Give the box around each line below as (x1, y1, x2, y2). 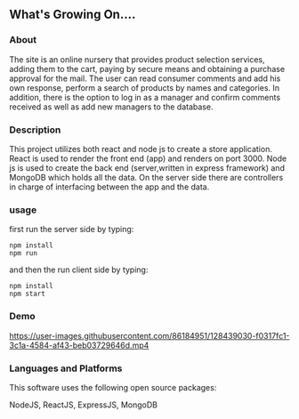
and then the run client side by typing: (9, 264, 149, 275)
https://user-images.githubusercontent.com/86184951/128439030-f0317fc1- (9, 330, 290, 341)
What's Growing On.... (9, 7, 136, 22)
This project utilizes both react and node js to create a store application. (9, 143, 273, 154)
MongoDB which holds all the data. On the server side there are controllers (9, 172, 284, 182)
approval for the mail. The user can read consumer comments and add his (9, 73, 281, 84)
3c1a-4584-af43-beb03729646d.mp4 (9, 340, 149, 351)
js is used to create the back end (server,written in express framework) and (9, 162, 285, 173)
